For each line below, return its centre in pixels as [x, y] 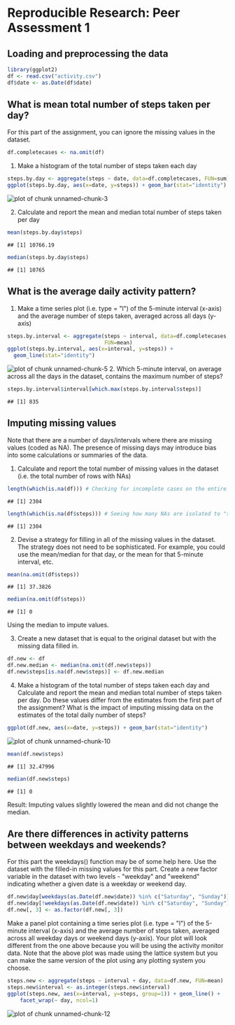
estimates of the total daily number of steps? [81, 715]
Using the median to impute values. [58, 625]
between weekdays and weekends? [87, 845]
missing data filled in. [48, 646]
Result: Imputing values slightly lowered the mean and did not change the [113, 804]
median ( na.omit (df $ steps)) [47, 599]
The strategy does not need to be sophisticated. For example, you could [121, 547]
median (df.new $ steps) [39, 779]
